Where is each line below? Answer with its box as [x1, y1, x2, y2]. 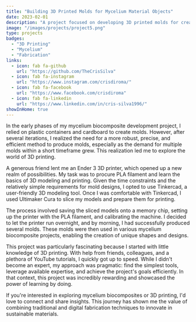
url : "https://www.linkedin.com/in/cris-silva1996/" [16, 101, 148, 107]
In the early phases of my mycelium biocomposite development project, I [6, 122, 181, 129]
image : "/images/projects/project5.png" [6, 25, 106, 31]
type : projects [6, 30, 43, 36]
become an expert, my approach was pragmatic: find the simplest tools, [6, 262, 179, 269]
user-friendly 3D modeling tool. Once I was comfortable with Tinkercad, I [6, 189, 181, 196]
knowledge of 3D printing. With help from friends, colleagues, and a [6, 250, 169, 257]
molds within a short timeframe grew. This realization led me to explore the [6, 147, 185, 154]
